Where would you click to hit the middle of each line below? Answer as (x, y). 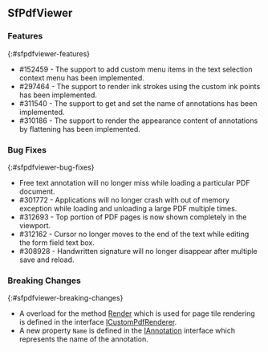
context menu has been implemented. (82, 78)
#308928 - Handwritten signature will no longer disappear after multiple (138, 251)
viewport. (35, 225)
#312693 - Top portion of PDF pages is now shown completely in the (133, 217)
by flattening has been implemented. (80, 129)
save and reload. (47, 260)
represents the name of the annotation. (84, 339)
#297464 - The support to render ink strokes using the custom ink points (140, 86)
